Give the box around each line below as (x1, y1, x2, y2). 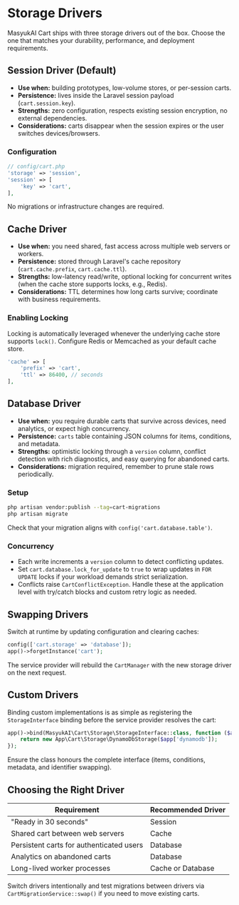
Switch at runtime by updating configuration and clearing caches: (7, 627, 199, 636)
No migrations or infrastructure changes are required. (7, 202, 165, 211)
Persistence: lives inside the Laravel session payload (17, 91, 174, 99)
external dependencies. (17, 113, 87, 122)
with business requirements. (17, 295, 101, 304)
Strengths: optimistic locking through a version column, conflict (17, 447, 206, 455)
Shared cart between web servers (11, 829, 124, 838)
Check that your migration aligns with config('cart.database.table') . (7, 523, 213, 532)
